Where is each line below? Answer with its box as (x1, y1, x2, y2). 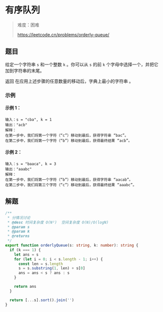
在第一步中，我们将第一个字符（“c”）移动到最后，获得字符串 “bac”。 (5, 133, 129, 138)
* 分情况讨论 (7, 215, 31, 220)
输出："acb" (5, 122, 28, 127)
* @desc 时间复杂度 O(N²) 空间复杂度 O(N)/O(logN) (7, 220, 109, 225)
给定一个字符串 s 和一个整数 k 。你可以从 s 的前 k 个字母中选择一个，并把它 (5, 61, 159, 67)
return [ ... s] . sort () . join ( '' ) (9, 298, 74, 303)
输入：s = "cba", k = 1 (5, 117, 52, 122)
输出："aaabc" (5, 167, 32, 172)
